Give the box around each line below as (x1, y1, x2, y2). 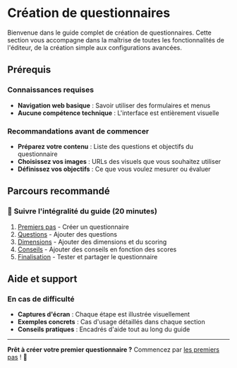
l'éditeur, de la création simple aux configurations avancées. (7, 43, 182, 52)
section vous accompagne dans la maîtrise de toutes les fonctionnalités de (7, 35, 224, 44)
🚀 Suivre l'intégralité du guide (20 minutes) (7, 206, 157, 216)
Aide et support (7, 273, 78, 285)
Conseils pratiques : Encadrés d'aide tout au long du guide (17, 325, 190, 333)
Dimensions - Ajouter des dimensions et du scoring (17, 237, 167, 246)
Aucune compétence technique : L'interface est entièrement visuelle (17, 108, 220, 117)
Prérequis (7, 64, 51, 76)
